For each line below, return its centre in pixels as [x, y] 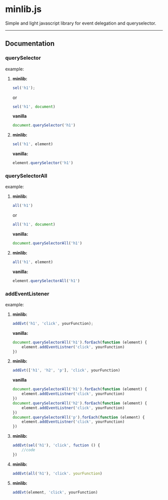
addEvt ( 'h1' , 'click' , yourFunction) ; [53, 323]
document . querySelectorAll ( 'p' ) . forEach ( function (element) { [78, 417]
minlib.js [23, 9]
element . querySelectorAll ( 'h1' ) [46, 281]
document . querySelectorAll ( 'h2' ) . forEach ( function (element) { [80, 403]
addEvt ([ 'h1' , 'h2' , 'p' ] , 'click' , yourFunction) [66, 370]
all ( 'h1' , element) [33, 262]
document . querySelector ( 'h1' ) [44, 126]
